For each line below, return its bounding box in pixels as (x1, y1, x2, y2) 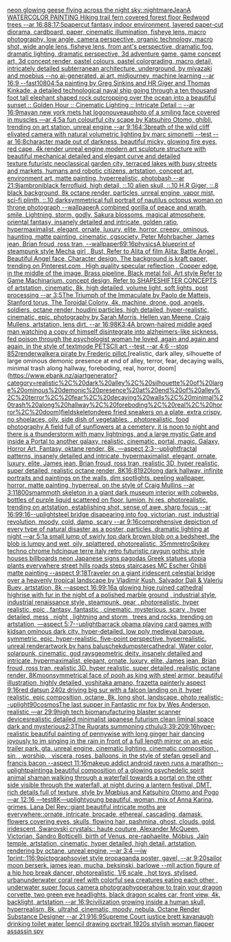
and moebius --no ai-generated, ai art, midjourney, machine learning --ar (7, 72, 214, 80)
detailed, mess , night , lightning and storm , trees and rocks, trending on (7, 612, 213, 621)
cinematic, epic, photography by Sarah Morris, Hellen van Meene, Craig (7, 313, 210, 321)
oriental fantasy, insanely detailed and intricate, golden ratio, (7, 218, 179, 226)
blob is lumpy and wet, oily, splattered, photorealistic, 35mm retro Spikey (7, 539, 210, 548)
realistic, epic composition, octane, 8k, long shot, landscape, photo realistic (7, 693, 221, 701)
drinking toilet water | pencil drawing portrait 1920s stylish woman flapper (7, 920, 214, 928)
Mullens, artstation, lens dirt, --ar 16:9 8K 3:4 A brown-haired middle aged (7, 320, 212, 328)
